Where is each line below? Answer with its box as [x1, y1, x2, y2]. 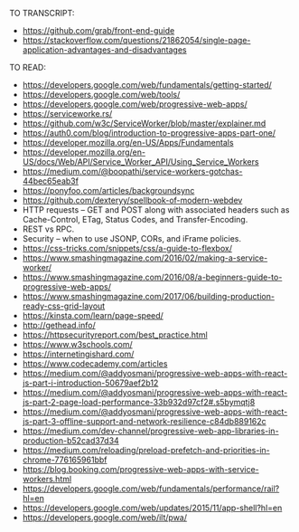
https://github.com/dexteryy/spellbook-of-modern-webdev [22, 195, 243, 205]
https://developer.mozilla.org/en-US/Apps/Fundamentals [22, 138, 234, 147]
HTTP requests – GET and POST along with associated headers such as [22, 204, 290, 215]
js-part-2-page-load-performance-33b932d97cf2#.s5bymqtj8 [22, 397, 256, 407]
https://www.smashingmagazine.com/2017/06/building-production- [22, 291, 276, 301]
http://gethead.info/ [22, 320, 97, 330]
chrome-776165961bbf [22, 454, 107, 465]
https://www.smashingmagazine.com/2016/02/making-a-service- [22, 252, 268, 263]
